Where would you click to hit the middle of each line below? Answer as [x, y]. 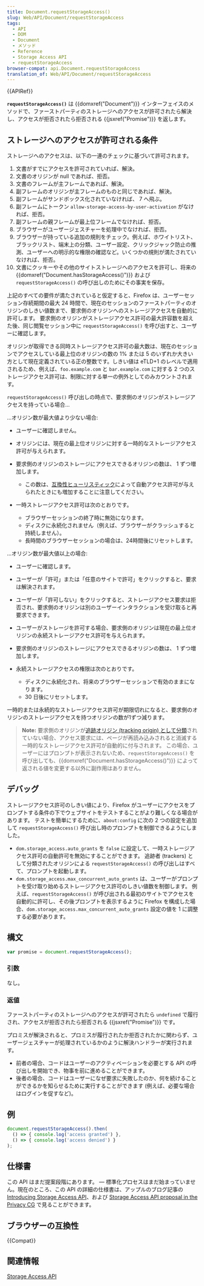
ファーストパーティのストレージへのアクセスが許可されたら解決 [112, 111]
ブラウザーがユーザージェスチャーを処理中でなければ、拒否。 [93, 230]
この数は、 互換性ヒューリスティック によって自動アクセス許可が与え [109, 485]
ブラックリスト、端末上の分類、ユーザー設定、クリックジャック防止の [103, 245]
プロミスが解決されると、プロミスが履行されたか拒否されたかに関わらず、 [100, 1035]
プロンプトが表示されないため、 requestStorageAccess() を [121, 753]
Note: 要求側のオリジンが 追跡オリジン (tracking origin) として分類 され [110, 730]
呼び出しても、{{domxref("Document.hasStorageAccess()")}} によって [110, 761]
